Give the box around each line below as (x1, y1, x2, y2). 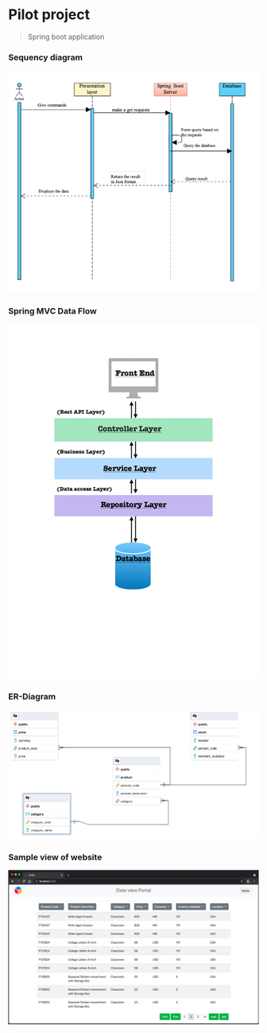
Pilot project (8, 6, 90, 24)
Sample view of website (8, 852, 103, 863)
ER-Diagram (8, 691, 56, 702)
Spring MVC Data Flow (8, 305, 97, 316)
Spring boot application (27, 32, 105, 41)
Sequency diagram (8, 52, 83, 63)
